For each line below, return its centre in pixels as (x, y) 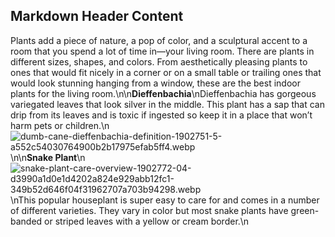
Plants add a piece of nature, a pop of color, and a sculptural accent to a (159, 40)
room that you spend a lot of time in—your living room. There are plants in (162, 51)
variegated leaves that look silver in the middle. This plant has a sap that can (167, 104)
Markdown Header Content (97, 16)
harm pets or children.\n (60, 125)
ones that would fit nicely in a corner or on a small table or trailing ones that (166, 72)
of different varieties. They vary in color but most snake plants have (149, 210)
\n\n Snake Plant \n (48, 157)
